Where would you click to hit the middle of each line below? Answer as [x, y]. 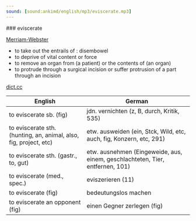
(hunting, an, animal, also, [44, 135]
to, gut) [19, 163]
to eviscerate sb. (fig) [38, 114]
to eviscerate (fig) [34, 192]
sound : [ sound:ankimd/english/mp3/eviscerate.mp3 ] [69, 11]
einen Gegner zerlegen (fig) [125, 206]
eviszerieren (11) [110, 180]
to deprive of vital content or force [56, 57]
